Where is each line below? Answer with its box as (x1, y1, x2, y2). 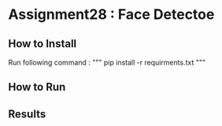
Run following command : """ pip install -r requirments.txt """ (8, 57, 206, 67)
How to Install (8, 37, 77, 50)
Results (8, 107, 46, 120)
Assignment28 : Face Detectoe (8, 6, 215, 24)
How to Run (8, 80, 66, 94)
